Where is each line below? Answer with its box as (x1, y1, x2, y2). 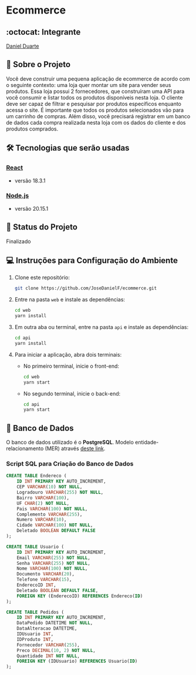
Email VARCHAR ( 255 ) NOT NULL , (16, 554, 91, 561)
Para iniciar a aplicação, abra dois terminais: (14, 351, 122, 358)
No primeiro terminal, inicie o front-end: (23, 363, 119, 370)
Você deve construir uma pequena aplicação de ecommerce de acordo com (6, 75, 190, 82)
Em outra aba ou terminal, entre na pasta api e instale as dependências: (14, 324, 189, 331)
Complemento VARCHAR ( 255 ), (16, 511, 83, 517)
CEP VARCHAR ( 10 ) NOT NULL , (16, 484, 83, 490)
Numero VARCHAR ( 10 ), (16, 517, 67, 523)
